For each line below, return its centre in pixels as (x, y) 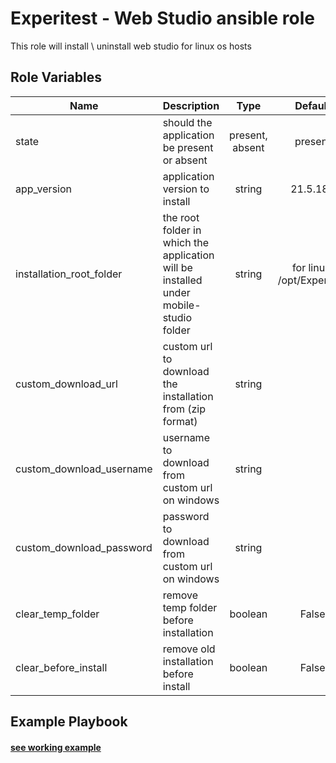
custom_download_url (66, 384)
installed (182, 280)
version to (186, 189)
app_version (44, 189)
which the (186, 242)
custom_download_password (84, 547)
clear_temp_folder (57, 614)
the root (181, 217)
